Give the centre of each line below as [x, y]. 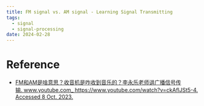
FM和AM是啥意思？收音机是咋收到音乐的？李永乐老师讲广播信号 [96, 82]
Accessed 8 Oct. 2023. [44, 97]
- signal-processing [38, 29]
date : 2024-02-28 [28, 35]
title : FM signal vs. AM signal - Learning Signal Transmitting [90, 12]
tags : [13, 18]
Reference [33, 65]
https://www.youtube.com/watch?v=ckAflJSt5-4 [136, 90]
